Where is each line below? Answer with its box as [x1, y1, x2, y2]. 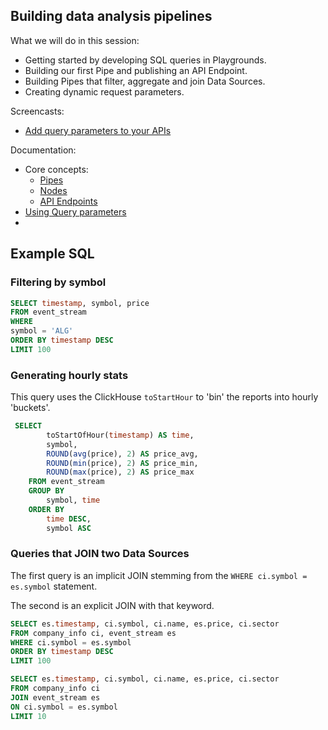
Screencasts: [10, 105, 65, 117]
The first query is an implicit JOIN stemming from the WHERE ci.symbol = [10, 569, 308, 581]
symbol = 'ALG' [10, 326, 74, 336]
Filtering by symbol [10, 275, 107, 289]
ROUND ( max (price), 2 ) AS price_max [46, 467, 195, 478]
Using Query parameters [24, 205, 127, 218]
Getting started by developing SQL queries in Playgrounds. [24, 54, 267, 66]
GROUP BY [28, 486, 65, 496]
